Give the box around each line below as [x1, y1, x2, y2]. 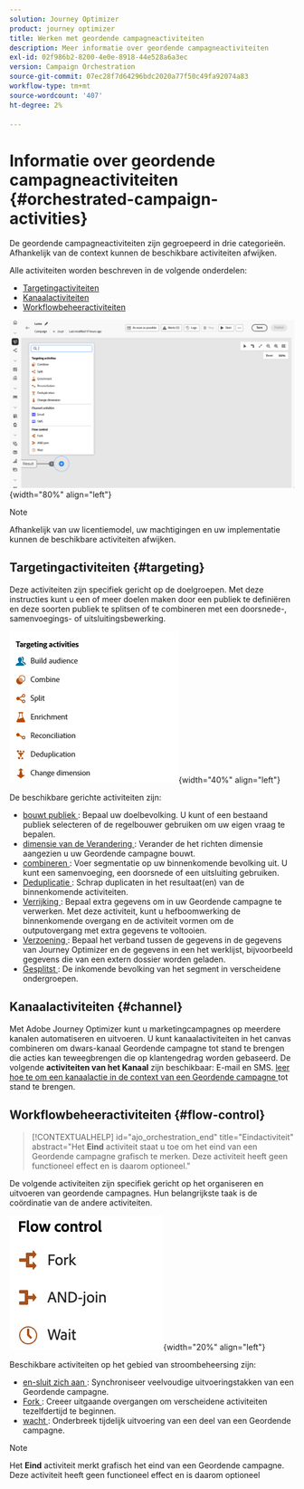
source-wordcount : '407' [9, 91, 103, 100]
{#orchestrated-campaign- [9, 188, 219, 209]
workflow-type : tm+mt [9, 82, 91, 91]
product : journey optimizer [9, 24, 116, 34]
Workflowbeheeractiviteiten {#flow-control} [9, 1108, 265, 1123]
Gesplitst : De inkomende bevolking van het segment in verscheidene [22, 963, 281, 974]
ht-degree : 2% [9, 101, 63, 110]
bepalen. [22, 829, 56, 840]
